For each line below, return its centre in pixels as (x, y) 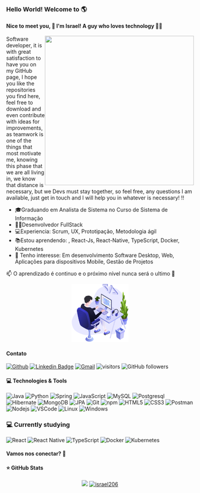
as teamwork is (25, 134)
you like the (20, 84)
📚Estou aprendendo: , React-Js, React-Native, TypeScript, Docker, (97, 240)
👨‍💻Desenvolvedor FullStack (49, 225)
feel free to (20, 103)
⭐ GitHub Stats (25, 467)
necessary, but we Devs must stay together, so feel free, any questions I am (99, 192)
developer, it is (24, 45)
